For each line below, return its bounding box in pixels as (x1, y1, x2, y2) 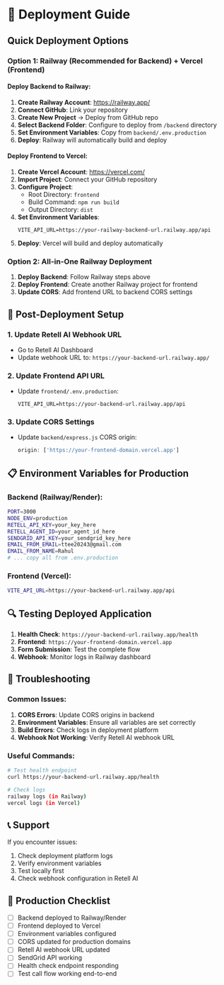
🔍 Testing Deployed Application (7, 607, 152, 619)
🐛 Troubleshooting (7, 673, 90, 685)
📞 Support (7, 818, 50, 831)
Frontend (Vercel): (7, 570, 72, 580)
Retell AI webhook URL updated (17, 945, 110, 954)
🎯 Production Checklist (7, 894, 111, 906)
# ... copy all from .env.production (7, 554, 119, 562)
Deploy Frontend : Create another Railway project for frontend (17, 280, 198, 289)
